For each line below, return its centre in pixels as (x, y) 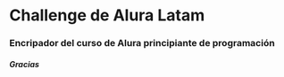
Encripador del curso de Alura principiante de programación (142, 43)
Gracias (25, 64)
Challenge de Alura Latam (107, 15)
